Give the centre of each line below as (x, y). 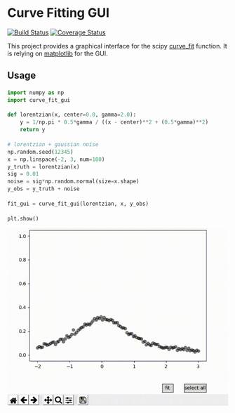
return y (33, 130)
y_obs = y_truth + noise (43, 189)
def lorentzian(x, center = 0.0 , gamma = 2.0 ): (72, 115)
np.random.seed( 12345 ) (40, 152)
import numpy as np (36, 93)
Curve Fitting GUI (59, 13)
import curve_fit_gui (39, 100)
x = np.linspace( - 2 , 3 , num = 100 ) (56, 159)
